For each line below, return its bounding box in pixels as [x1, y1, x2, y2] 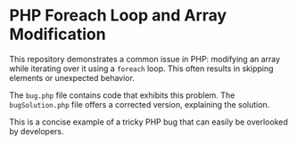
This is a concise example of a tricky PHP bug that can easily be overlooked [9, 117, 288, 127]
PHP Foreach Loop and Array [9, 5, 227, 26]
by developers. [9, 125, 64, 136]
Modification [9, 24, 106, 44]
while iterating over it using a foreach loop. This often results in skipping [9, 63, 274, 74]
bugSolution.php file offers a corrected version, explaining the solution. [9, 99, 270, 109]
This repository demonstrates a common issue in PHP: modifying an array [9, 53, 281, 64]
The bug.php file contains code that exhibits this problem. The [9, 90, 235, 101]
